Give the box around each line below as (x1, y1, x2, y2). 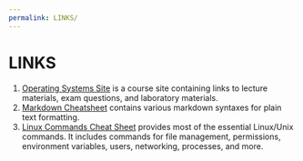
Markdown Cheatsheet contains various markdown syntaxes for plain (21, 102, 282, 113)
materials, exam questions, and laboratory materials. (21, 92, 219, 103)
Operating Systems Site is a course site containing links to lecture (21, 83, 268, 94)
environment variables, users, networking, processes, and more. (21, 140, 264, 151)
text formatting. (21, 111, 80, 123)
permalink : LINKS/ (8, 13, 78, 23)
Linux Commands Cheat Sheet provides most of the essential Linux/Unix (21, 121, 294, 132)
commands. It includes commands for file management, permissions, (21, 131, 281, 142)
